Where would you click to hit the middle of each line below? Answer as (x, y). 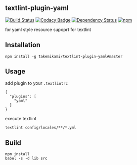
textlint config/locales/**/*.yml (41, 128)
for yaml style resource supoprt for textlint (48, 30)
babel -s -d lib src (26, 159)
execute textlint (21, 119)
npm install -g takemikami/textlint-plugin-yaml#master (64, 56)
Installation (23, 45)
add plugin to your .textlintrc (37, 83)
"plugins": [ (23, 97)
